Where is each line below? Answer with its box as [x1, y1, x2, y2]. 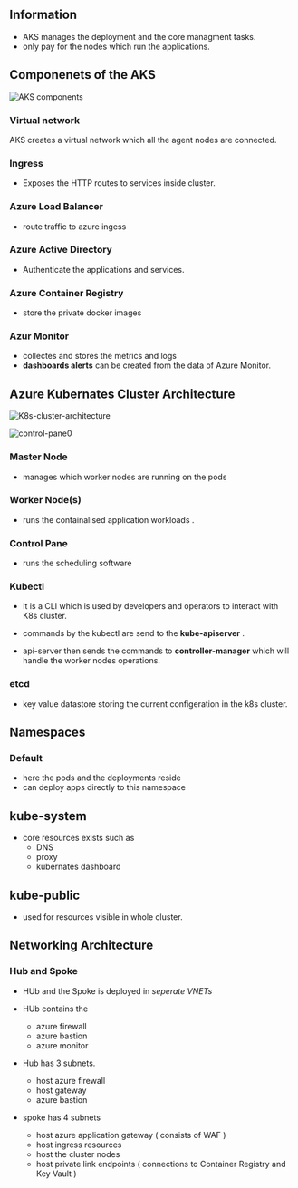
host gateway [35, 1085, 87, 1096]
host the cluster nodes [35, 1148, 120, 1159]
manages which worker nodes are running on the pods [22, 471, 227, 482]
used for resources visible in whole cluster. [22, 912, 183, 922]
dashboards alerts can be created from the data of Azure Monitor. [22, 360, 272, 371]
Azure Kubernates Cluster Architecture [9, 386, 236, 401]
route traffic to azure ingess [22, 221, 127, 232]
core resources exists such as [22, 833, 135, 844]
